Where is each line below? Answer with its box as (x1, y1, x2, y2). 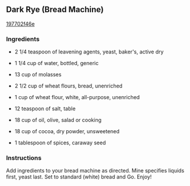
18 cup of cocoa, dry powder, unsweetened (14, 128, 120, 135)
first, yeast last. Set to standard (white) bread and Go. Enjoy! (6, 173, 152, 181)
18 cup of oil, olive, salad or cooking (14, 117, 101, 124)
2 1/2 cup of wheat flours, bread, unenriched (14, 82, 123, 90)
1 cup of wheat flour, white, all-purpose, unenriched (14, 94, 140, 101)
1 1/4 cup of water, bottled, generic (14, 60, 99, 67)
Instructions (6, 154, 42, 162)
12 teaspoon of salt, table (14, 105, 76, 112)
